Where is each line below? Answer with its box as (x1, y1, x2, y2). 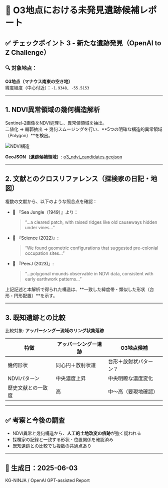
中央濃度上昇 (55, 375, 86, 382)
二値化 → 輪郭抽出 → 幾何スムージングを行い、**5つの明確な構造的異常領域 (5, 126, 162, 132)
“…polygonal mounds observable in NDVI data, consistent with (24, 270, 153, 276)
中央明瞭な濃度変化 (108, 375, 153, 382)
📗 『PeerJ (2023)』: (12, 260, 54, 266)
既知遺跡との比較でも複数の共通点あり (12, 443, 91, 449)
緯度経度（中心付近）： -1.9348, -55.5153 (5, 84, 89, 90)
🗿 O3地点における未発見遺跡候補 (5, 5, 139, 16)
